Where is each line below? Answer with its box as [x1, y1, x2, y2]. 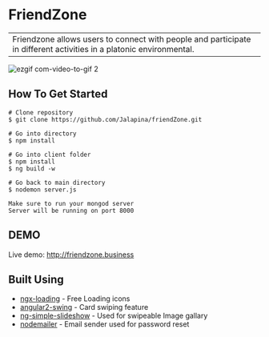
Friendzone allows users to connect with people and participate [12, 34, 251, 45]
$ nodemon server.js [8, 186, 78, 194]
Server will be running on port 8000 [8, 207, 134, 215]
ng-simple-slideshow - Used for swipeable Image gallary [19, 311, 208, 321]
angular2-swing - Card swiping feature [19, 303, 149, 312]
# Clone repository [8, 108, 74, 117]
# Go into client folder [8, 150, 91, 158]
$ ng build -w [8, 164, 56, 173]
